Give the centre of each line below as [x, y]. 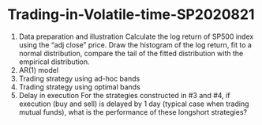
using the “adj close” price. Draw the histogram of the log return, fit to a [135, 44]
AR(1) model [39, 70]
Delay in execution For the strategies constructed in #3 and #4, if [124, 95]
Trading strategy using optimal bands [80, 87]
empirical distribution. [54, 62]
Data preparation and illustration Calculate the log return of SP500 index [136, 36]
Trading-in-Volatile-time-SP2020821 [131, 15]
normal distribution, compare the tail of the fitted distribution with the [131, 53]
